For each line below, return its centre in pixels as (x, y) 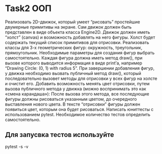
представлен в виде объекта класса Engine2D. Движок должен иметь (78, 32)
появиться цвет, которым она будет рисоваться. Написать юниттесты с (79, 109)
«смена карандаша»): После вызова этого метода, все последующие (77, 94)
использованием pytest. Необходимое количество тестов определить (78, 114)
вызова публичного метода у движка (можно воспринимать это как (76, 89)
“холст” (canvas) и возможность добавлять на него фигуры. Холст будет (80, 37)
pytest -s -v (17, 146)
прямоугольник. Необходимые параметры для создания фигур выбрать (80, 53)
